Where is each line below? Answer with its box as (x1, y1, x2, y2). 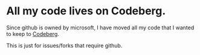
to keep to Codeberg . (6, 30, 59, 37)
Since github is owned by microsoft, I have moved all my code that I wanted (6, 24, 195, 31)
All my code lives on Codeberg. (6, 4, 166, 18)
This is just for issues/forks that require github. (6, 42, 123, 49)
